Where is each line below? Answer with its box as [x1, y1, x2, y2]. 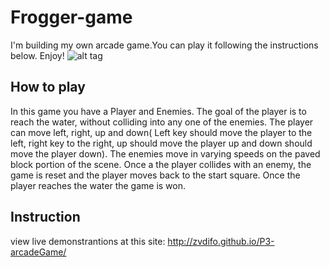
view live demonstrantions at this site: [10, 235, 166, 247]
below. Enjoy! [10, 49, 65, 61]
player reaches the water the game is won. [10, 179, 187, 191]
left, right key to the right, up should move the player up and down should [10, 137, 313, 149]
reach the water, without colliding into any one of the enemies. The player [10, 116, 314, 128]
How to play [10, 79, 86, 96]
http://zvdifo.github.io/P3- [167, 235, 275, 247]
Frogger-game [10, 6, 133, 29]
